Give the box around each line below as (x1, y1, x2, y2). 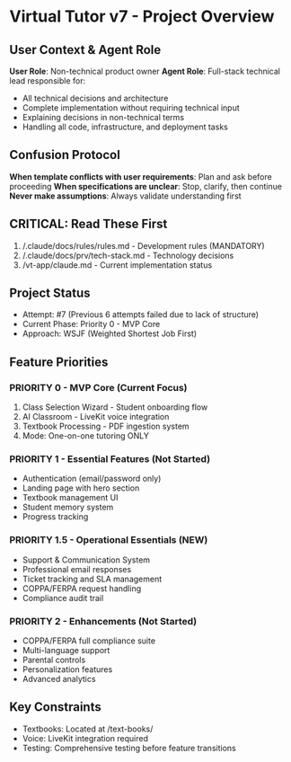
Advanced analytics (22, 674, 96, 685)
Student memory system (22, 501, 114, 513)
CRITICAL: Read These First (9, 217, 168, 232)
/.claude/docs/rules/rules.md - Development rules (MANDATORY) (22, 240, 265, 251)
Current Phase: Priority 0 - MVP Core (22, 319, 161, 330)
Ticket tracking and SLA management (22, 573, 163, 584)
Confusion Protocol (9, 147, 121, 163)
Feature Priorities (9, 354, 109, 369)
